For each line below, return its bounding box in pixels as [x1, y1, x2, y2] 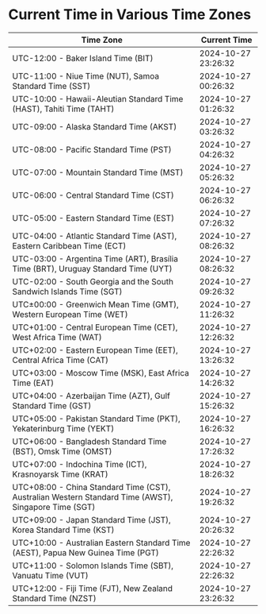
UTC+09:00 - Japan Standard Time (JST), [12, 514, 172, 525]
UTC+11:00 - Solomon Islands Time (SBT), [12, 560, 174, 571]
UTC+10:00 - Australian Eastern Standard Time [12, 537, 191, 548]
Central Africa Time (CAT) [12, 354, 109, 365]
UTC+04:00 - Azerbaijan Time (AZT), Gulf [12, 390, 170, 401]
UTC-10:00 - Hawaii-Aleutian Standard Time [12, 93, 184, 104]
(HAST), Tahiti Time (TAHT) [12, 103, 115, 114]
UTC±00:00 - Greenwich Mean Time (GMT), [12, 299, 180, 310]
